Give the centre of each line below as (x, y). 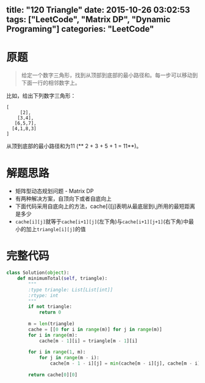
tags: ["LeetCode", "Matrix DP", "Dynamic (88, 20)
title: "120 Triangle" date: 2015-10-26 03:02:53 (98, 10)
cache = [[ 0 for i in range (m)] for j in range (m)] (95, 329)
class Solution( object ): (38, 273)
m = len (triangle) (52, 324)
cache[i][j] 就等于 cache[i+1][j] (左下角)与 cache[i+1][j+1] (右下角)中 (102, 221)
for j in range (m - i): (69, 358)
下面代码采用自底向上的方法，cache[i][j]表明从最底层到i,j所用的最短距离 (105, 206)
